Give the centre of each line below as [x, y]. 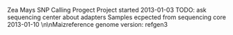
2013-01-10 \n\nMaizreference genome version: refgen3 [88, 24]
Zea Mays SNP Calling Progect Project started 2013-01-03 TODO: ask [107, 10]
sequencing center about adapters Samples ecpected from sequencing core [116, 17]
